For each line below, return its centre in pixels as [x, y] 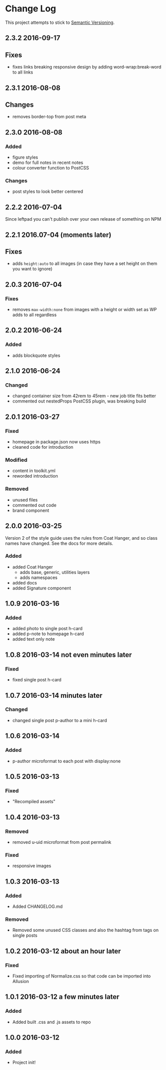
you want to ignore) [32, 269]
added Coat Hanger [33, 567]
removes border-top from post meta [49, 117]
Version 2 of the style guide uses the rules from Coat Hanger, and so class [81, 538]
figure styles [25, 158]
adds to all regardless [35, 315]
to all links [23, 72]
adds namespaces [39, 577]
